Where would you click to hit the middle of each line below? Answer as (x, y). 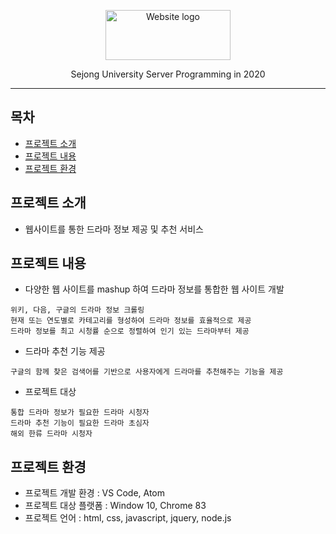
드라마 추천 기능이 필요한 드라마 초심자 (80, 423)
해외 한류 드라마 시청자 (51, 434)
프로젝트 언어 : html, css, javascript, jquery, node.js (128, 518)
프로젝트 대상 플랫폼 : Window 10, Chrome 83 (115, 506)
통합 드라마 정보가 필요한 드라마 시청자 (80, 413)
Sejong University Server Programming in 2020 (168, 74)
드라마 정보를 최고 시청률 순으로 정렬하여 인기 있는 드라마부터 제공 (130, 331)
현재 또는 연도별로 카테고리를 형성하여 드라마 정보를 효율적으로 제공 (131, 321)
